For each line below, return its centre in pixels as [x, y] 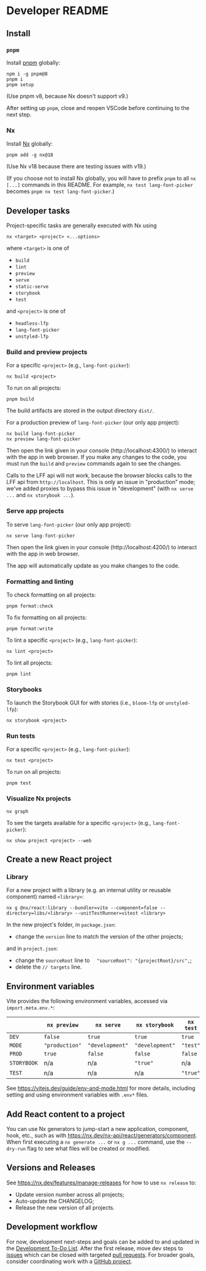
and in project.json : [32, 948]
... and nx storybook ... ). [40, 495]
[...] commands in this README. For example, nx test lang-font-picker [100, 185]
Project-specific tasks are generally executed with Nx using [82, 225]
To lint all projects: [29, 663]
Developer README [58, 11]
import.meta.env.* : [31, 1007]
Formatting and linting [40, 581]
